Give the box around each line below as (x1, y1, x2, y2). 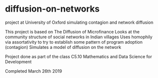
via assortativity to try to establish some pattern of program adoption (5, 39, 143, 45)
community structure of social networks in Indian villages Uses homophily (5, 34, 153, 40)
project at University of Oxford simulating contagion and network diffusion (5, 19, 154, 25)
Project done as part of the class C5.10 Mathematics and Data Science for (5, 53, 152, 59)
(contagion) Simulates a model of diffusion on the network (5, 44, 121, 50)
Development (5, 59, 32, 64)
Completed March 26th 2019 (5, 68, 62, 74)
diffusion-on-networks (5, 3, 100, 15)
